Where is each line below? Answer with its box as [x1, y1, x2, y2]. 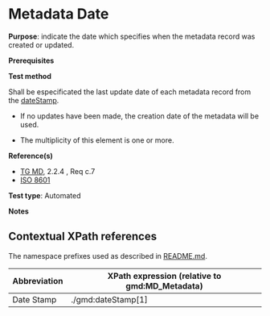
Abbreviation [12, 275, 63, 286]
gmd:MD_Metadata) [125, 280, 203, 291]
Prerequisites [8, 56, 55, 65]
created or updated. [8, 39, 75, 49]
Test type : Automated [8, 190, 81, 200]
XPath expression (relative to [107, 270, 222, 281]
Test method [8, 71, 52, 81]
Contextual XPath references [8, 230, 157, 243]
